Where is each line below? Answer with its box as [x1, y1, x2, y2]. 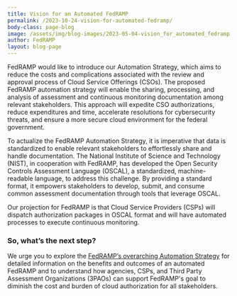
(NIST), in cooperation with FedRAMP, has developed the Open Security [7, 159, 218, 167]
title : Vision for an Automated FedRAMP [7, 10, 129, 18]
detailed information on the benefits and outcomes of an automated [7, 259, 205, 268]
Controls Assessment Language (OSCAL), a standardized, [7, 167, 177, 175]
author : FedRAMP [7, 37, 55, 44]
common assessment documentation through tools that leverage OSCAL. [7, 189, 221, 198]
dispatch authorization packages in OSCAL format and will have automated [7, 210, 227, 219]
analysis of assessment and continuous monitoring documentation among [7, 93, 224, 101]
